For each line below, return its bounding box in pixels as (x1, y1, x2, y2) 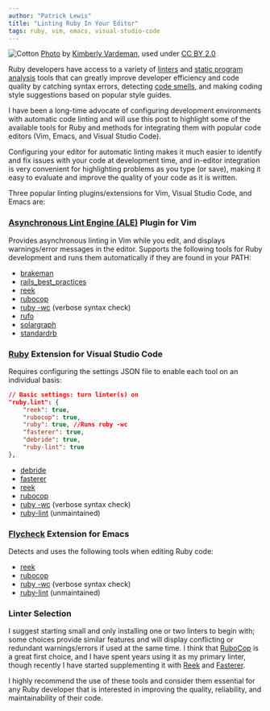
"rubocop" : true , (23, 413, 81, 422)
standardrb (19, 328, 58, 338)
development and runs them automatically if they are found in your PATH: (8, 252, 251, 262)
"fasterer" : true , (23, 428, 85, 436)
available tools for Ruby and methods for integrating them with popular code (8, 123, 262, 133)
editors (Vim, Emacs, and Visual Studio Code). (8, 131, 161, 141)
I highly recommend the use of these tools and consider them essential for (8, 676, 255, 686)
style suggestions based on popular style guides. (8, 90, 172, 100)
